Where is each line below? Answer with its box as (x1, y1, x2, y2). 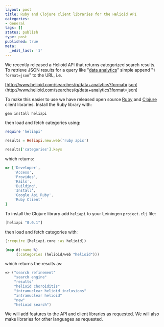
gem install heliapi (5, 111, 47, 116)
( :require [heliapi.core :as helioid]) (5, 238, 87, 243)
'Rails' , (14, 179, 32, 184)
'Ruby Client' (14, 197, 43, 202)
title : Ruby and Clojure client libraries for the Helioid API (5, 12, 137, 17)
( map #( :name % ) (5, 247, 38, 252)
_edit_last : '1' (9, 48, 43, 53)
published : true (5, 39, 38, 44)
